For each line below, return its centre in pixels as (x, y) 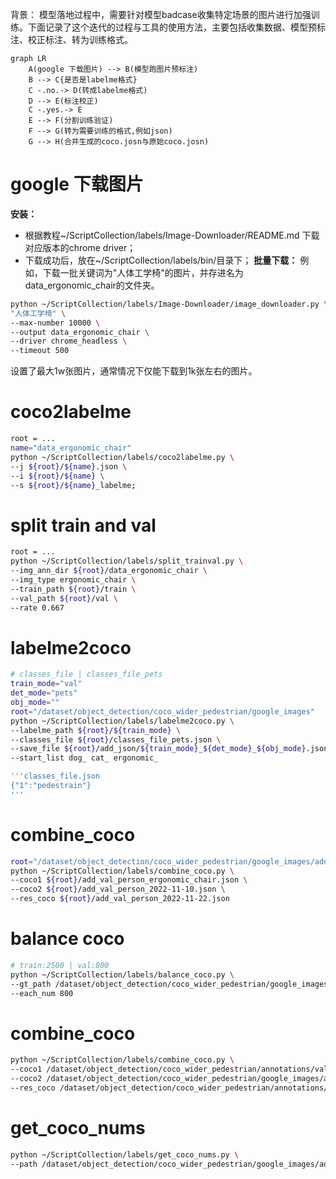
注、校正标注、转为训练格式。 (71, 39)
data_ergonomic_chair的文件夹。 (92, 285)
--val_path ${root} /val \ (64, 598)
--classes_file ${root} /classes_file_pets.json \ (116, 739)
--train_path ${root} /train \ (73, 589)
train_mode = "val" (46, 684)
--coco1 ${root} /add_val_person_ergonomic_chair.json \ (129, 880)
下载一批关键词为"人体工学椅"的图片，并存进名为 (143, 272)
